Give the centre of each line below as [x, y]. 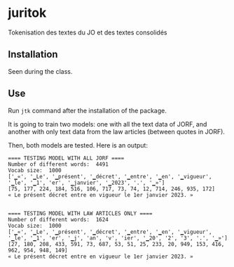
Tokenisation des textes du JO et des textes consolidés [88, 32]
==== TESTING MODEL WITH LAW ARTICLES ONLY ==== [80, 213]
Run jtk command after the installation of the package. [87, 110]
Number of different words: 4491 [58, 164]
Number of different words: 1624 [58, 219]
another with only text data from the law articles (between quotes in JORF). [116, 131]
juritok [27, 13]
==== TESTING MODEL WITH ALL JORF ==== [66, 158]
